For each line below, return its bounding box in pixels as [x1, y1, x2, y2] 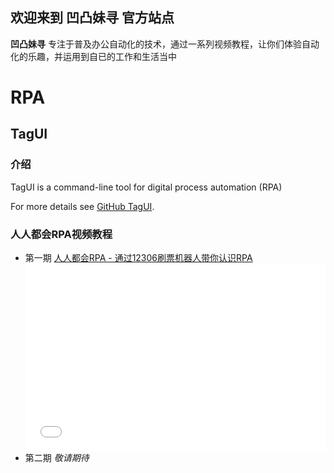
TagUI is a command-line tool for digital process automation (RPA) [10, 181, 283, 193]
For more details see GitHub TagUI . [10, 200, 155, 212]
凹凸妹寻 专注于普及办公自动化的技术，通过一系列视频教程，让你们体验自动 [10, 38, 320, 50]
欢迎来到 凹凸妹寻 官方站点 [10, 9, 175, 27]
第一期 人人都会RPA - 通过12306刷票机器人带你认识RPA [24, 251, 253, 263]
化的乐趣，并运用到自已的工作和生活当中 [10, 50, 177, 62]
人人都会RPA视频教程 [10, 227, 113, 241]
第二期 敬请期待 [24, 452, 90, 464]
